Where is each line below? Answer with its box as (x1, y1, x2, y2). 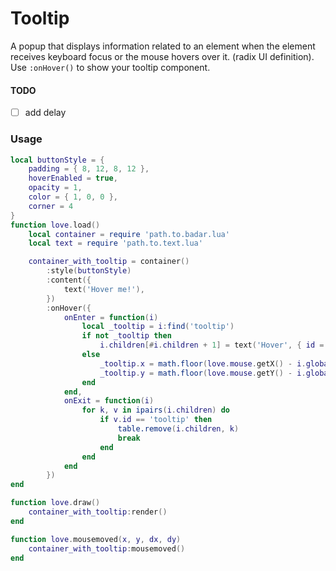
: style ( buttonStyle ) (46, 266, 132, 276)
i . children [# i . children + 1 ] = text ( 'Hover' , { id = (99, 340, 325, 351)
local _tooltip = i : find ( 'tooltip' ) (81, 322, 235, 332)
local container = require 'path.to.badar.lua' (28, 229, 230, 239)
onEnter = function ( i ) (63, 312, 159, 322)
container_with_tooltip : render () (28, 507, 168, 517)
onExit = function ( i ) (63, 396, 155, 406)
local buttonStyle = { (10, 155, 105, 165)
